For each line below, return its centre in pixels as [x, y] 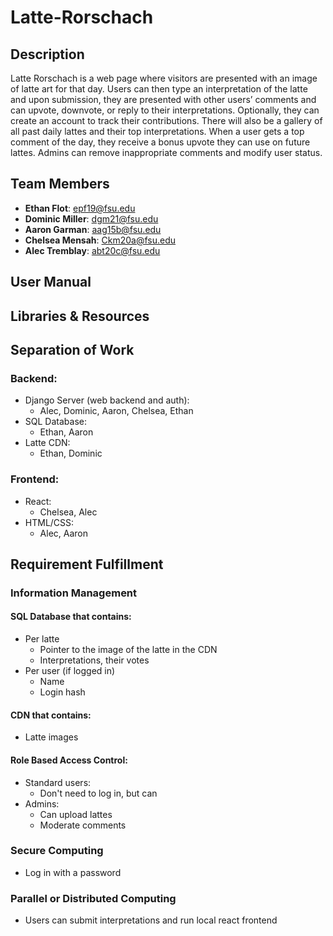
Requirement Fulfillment [87, 564]
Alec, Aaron [63, 533]
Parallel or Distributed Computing [93, 898]
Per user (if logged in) [70, 671]
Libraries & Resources [80, 316]
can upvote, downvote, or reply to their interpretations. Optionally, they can [165, 110]
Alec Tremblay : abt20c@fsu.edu [92, 250]
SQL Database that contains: [71, 617]
